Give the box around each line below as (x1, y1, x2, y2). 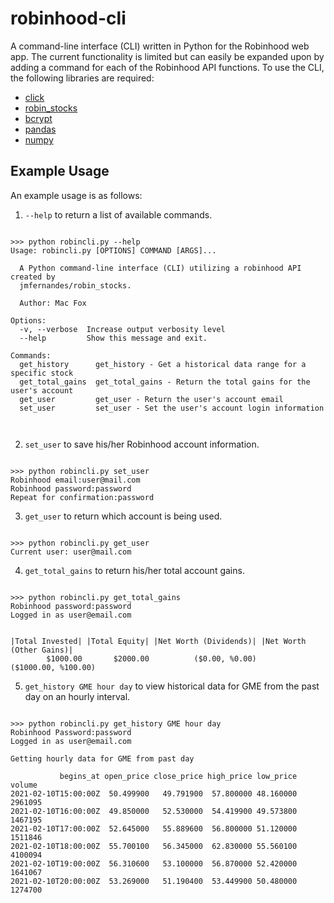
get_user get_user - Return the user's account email (19, 394, 284, 404)
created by (10, 272, 56, 282)
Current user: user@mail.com (10, 547, 132, 557)
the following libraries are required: (10, 72, 155, 84)
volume (10, 780, 38, 790)
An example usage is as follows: (10, 189, 143, 201)
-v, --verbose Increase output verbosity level (19, 324, 226, 334)
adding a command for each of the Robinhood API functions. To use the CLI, (10, 61, 325, 73)
